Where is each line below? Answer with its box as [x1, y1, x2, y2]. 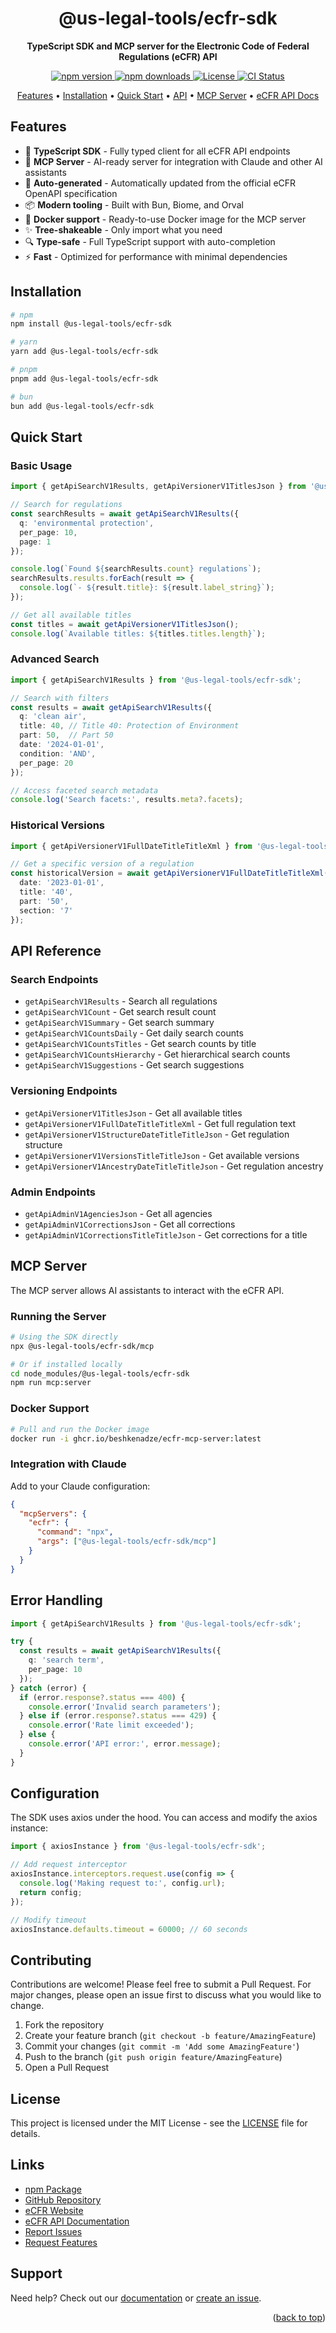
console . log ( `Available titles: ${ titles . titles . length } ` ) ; [10, 628, 267, 639]
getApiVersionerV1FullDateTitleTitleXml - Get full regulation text [24, 1117, 297, 1129]
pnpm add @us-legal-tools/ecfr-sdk [10, 373, 159, 384]
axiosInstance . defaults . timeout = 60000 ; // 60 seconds [10, 1924, 248, 1934]
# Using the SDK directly [10, 1332, 118, 1342]
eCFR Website [24, 2204, 84, 2216]
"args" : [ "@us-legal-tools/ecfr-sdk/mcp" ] [36, 1537, 217, 1547]
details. [10, 2128, 41, 2140]
